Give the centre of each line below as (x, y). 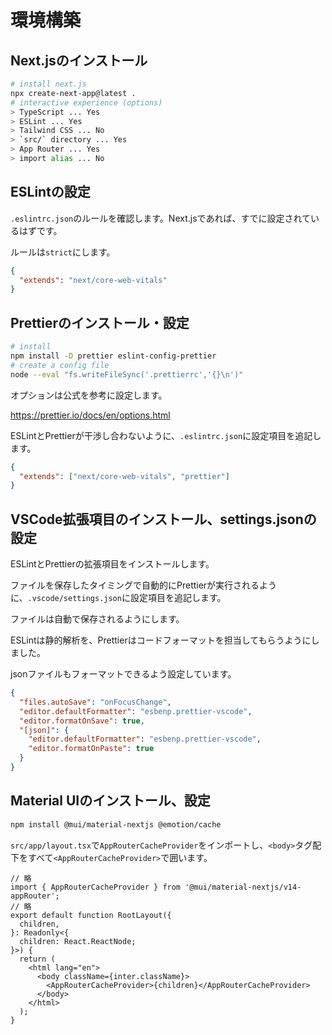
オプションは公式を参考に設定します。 (89, 395)
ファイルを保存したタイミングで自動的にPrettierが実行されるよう (144, 585)
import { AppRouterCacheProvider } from (96, 887)
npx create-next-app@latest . (73, 93)
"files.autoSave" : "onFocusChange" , (95, 702)
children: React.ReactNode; (78, 941)
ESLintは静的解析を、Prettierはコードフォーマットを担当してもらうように (161, 640)
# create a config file (60, 365)
